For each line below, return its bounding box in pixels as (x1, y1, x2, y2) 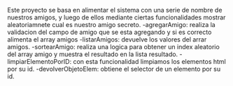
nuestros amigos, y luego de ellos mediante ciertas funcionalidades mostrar (7, 13, 226, 21)
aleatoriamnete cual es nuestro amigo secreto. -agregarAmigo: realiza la (7, 21, 216, 28)
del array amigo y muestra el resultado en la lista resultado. (7, 50, 178, 58)
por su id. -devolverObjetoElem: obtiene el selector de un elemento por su (7, 65, 221, 73)
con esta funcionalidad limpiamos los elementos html (73, 58, 226, 65)
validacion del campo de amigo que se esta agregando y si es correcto (7, 28, 212, 36)
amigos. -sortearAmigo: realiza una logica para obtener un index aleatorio (7, 43, 220, 51)
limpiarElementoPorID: (7, 58, 72, 65)
